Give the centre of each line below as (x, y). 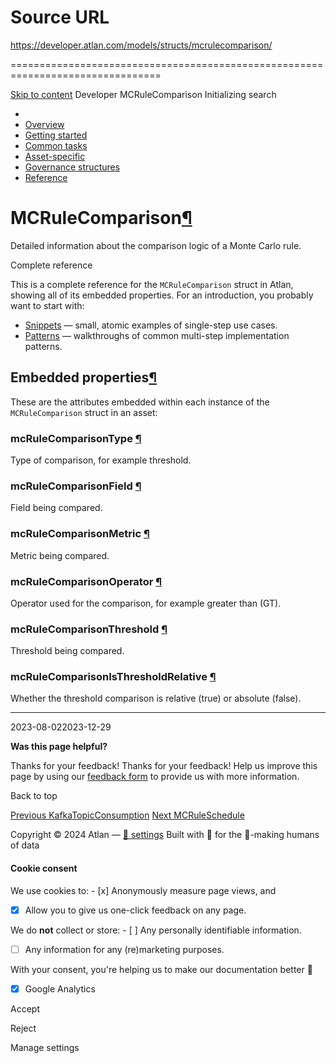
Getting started (56, 135)
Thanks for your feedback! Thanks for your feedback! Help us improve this (164, 766)
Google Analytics (60, 988)
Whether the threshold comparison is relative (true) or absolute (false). (156, 698)
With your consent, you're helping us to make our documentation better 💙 (161, 969)
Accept (25, 1008)
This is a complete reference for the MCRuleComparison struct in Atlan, (152, 284)
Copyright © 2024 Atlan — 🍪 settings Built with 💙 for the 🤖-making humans (165, 835)
